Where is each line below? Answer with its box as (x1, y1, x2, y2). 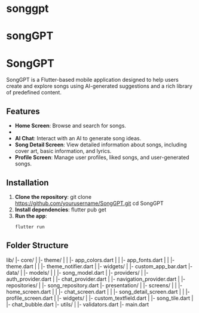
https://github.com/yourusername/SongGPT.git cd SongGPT (14, 200, 164, 207)
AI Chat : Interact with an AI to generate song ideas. (14, 135, 142, 142)
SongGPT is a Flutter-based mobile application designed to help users (6, 76, 179, 84)
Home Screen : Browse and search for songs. (14, 122, 127, 130)
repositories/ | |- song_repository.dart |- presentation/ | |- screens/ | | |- (6, 281, 183, 289)
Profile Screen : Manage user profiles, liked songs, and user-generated (14, 154, 189, 161)
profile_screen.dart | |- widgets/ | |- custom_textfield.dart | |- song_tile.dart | (6, 294, 194, 302)
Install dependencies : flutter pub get (14, 205, 106, 213)
